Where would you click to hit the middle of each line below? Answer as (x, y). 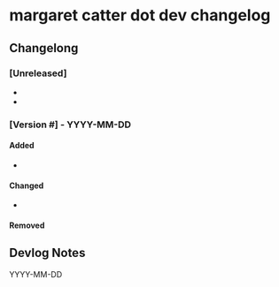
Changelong (44, 48)
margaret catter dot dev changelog (140, 15)
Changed (27, 185)
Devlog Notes (47, 253)
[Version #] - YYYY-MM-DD (70, 125)
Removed (27, 225)
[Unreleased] (38, 73)
